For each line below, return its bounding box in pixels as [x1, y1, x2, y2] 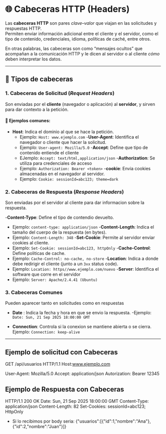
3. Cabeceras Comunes [5, 289, 63, 296]
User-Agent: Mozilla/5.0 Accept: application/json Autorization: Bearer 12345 [5, 371, 160, 377]
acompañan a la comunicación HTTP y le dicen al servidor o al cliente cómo [5, 50, 160, 56]
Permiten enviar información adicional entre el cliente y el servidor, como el [5, 31, 159, 37]
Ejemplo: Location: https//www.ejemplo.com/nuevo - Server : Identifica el [12, 266, 159, 272]
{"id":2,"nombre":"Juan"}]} [12, 424, 67, 430]
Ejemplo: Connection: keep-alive [12, 329, 80, 335]
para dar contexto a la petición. [5, 106, 69, 112]
